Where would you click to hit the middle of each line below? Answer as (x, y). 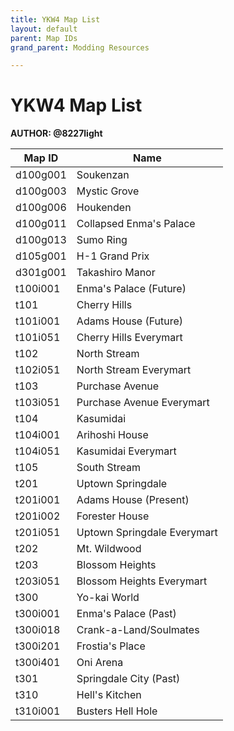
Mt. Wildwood (109, 549)
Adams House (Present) (133, 500)
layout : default (44, 29)
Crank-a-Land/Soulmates (138, 630)
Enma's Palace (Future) (131, 289)
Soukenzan (103, 175)
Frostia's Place (111, 646)
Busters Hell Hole (117, 711)
